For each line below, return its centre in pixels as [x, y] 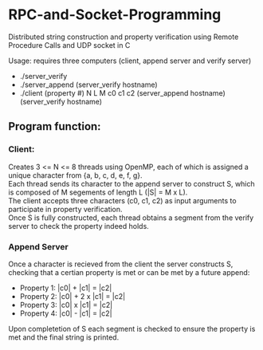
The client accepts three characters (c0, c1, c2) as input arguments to [122, 200]
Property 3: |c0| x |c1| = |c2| [66, 305]
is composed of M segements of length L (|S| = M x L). [98, 192]
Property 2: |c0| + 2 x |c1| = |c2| [73, 296]
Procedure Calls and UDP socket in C [69, 45]
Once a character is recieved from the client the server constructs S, [121, 264]
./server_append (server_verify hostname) [88, 85]
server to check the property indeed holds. [79, 226]
